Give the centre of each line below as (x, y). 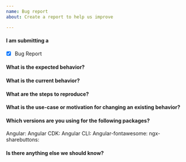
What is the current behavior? (43, 80)
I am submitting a (27, 41)
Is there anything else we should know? (55, 153)
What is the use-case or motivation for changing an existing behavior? (93, 107)
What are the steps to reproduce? (48, 94)
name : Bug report (27, 11)
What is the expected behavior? (45, 67)
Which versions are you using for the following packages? (78, 121)
